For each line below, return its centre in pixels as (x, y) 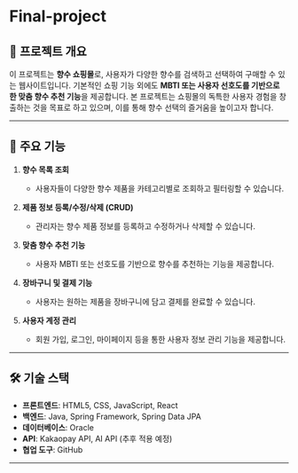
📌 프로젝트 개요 (48, 51)
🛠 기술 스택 (39, 378)
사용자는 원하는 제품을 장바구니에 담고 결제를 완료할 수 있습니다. (145, 301)
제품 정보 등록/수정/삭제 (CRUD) (78, 207)
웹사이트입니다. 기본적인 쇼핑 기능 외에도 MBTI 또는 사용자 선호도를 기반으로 (149, 85)
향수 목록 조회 (45, 169)
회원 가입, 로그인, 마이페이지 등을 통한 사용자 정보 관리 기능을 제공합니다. (161, 339)
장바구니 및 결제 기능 (57, 282)
